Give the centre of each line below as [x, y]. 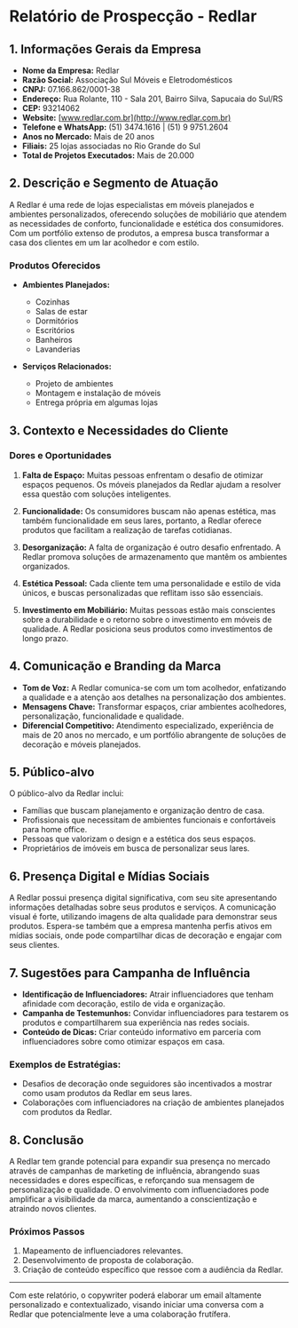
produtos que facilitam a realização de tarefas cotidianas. [127, 529]
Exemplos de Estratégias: [65, 1064]
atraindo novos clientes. [53, 1209]
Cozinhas [52, 302]
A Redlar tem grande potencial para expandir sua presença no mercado [140, 1162]
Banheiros [54, 340]
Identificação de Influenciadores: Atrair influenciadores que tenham [148, 994]
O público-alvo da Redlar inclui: [67, 793]
